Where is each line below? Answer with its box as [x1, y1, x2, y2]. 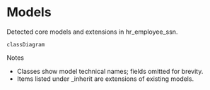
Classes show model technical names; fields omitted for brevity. [16, 67, 204, 75]
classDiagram [6, 41, 45, 48]
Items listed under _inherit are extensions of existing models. [16, 75, 194, 83]
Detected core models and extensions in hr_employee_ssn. [6, 27, 178, 36]
